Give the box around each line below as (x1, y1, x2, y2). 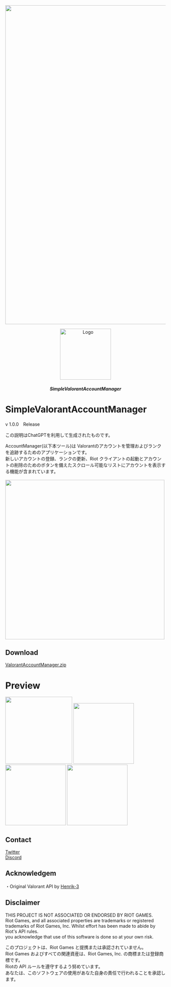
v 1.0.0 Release (5, 421, 40, 427)
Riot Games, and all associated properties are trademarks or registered (5, 917, 154, 923)
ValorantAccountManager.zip (5, 662, 67, 668)
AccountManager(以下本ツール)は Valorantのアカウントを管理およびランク (5, 442, 162, 449)
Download (5, 648, 38, 657)
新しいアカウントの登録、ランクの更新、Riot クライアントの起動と (5, 455, 144, 461)
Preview (5, 680, 41, 691)
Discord (5, 854, 22, 860)
